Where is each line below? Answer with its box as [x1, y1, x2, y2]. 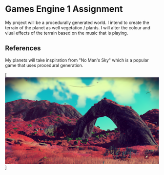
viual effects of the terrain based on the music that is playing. [5, 30, 128, 36]
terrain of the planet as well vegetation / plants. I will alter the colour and [5, 24, 150, 30]
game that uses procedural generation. [5, 62, 83, 68]
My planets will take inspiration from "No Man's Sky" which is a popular [5, 57, 149, 63]
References [5, 44, 41, 52]
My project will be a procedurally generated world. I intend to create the [5, 20, 150, 25]
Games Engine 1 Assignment [5, 3, 123, 15]
